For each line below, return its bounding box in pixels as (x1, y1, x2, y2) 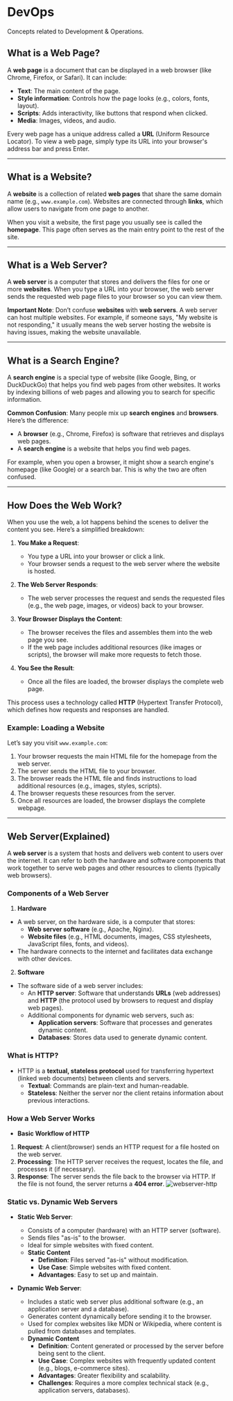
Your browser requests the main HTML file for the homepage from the (17, 752, 217, 761)
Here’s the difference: (7, 416, 69, 425)
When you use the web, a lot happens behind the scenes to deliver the (7, 518, 209, 526)
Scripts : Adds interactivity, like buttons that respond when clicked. (17, 108, 208, 117)
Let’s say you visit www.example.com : (7, 738, 108, 747)
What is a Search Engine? (7, 355, 120, 366)
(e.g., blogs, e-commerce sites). (37, 1364, 130, 1372)
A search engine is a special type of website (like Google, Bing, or (7, 373, 196, 382)
